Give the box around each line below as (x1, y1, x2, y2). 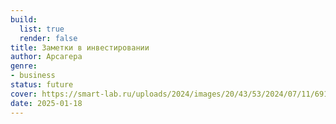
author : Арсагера (10, 52, 83, 62)
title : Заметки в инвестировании (10, 42, 150, 53)
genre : (10, 61, 38, 71)
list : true (19, 24, 65, 34)
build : (10, 14, 38, 25)
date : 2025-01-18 (10, 98, 83, 108)
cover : (10, 89, 38, 99)
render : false (19, 33, 78, 43)
